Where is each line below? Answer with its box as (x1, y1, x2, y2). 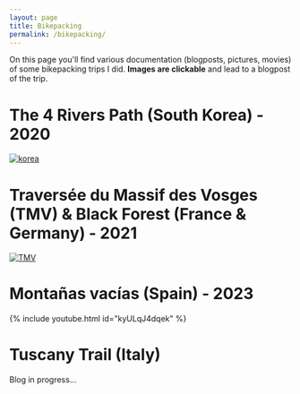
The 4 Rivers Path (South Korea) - (9, 105, 264, 125)
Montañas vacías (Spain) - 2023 (9, 284, 253, 304)
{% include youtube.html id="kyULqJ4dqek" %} (9, 313, 187, 324)
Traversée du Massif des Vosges (9, 184, 258, 205)
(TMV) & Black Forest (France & (9, 203, 247, 224)
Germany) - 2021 (9, 223, 138, 243)
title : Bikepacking (9, 21, 82, 30)
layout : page (9, 13, 58, 22)
